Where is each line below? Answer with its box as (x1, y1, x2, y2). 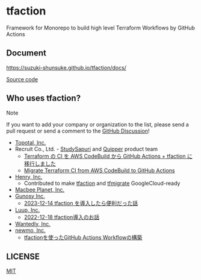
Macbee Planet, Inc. (14, 185, 65, 193)
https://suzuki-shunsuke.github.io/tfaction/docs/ (6, 64, 126, 71)
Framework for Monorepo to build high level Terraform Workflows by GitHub (6, 24, 196, 31)
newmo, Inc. (14, 226, 46, 234)
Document (6, 48, 46, 58)
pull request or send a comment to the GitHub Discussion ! (6, 127, 150, 134)
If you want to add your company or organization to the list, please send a (6, 120, 190, 128)
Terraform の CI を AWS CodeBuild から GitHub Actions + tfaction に (23, 152, 193, 160)
